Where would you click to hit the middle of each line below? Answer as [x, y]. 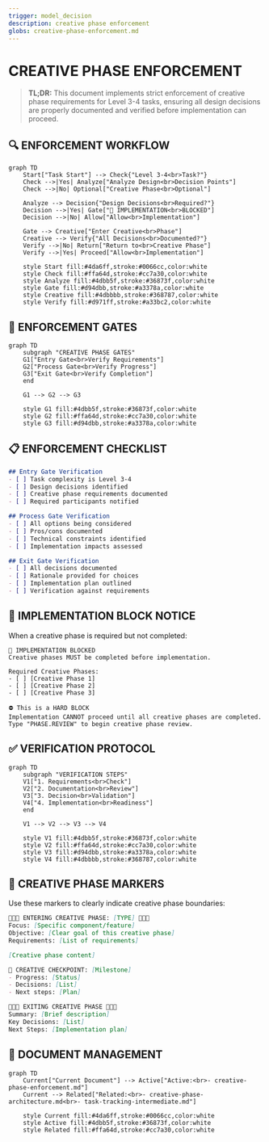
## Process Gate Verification [59, 516]
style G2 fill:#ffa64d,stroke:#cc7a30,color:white [110, 416]
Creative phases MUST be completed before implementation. [110, 657]
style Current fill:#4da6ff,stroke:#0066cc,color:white [119, 1115]
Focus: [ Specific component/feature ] [72, 926]
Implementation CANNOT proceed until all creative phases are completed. [135, 717]
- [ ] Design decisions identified [68, 487]
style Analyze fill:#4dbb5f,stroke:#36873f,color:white [119, 281]
